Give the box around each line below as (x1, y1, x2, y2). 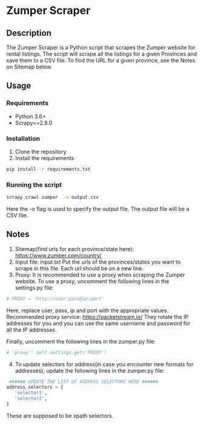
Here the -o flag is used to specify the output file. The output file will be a (6, 206, 190, 213)
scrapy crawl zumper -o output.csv (6, 195, 99, 201)
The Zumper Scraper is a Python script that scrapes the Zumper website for (6, 44, 196, 51)
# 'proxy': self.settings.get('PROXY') (6, 349, 107, 355)
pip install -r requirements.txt (6, 166, 91, 172)
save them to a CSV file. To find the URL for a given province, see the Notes (6, 57, 196, 64)
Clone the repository (15, 148, 67, 155)
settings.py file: (15, 284, 54, 291)
